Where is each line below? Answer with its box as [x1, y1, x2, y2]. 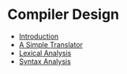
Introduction [18, 31, 59, 41]
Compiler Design [7, 6, 120, 24]
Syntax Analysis [18, 57, 72, 66]
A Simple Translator [18, 39, 84, 49]
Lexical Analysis [18, 48, 72, 57]
